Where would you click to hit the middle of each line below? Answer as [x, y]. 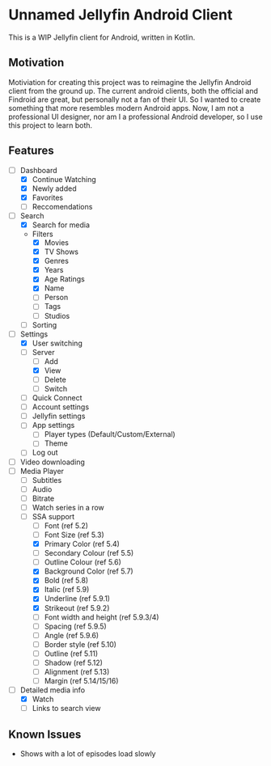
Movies [56, 243]
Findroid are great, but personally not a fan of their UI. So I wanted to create [135, 99]
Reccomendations [62, 206]
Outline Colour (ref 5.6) [83, 562]
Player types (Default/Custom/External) [110, 434]
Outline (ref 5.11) [71, 654]
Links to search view [66, 709]
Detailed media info [53, 690]
